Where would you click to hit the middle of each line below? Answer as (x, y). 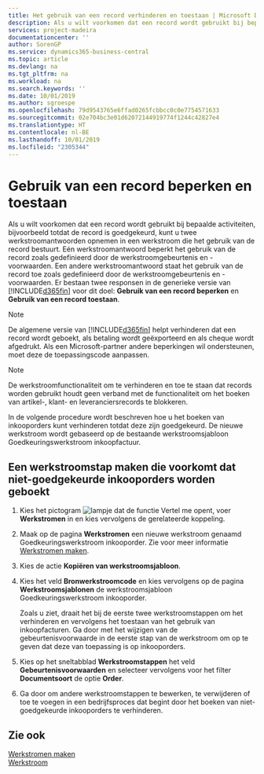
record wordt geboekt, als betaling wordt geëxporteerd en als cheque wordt (131, 338)
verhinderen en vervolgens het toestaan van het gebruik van (117, 622)
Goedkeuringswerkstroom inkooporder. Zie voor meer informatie (124, 542)
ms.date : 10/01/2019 (42, 96)
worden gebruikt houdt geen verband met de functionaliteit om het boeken (129, 394)
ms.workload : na (35, 81)
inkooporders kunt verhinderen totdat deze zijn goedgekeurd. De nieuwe (126, 426)
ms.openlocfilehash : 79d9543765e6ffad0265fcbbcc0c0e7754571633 (114, 111)
